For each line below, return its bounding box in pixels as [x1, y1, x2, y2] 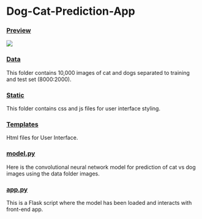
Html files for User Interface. [6, 134, 78, 142]
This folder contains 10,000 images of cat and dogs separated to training [6, 69, 190, 76]
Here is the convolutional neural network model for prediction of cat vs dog [6, 163, 196, 171]
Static [6, 91, 24, 99]
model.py [6, 149, 36, 158]
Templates [6, 120, 39, 128]
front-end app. [6, 206, 43, 213]
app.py [6, 185, 28, 194]
